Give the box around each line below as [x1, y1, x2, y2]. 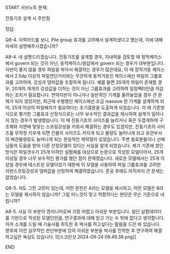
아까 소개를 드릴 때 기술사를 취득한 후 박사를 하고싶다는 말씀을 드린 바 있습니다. [5, 221, 161, 227]
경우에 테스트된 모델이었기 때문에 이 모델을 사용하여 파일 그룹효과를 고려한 [14, 162, 161, 167]
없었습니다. [5, 174, 27, 180]
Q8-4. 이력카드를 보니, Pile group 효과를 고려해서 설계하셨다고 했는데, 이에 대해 [5, 37, 163, 43]
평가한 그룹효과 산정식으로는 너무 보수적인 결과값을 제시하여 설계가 [18, 111, 151, 117]
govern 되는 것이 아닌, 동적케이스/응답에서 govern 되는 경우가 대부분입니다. [14, 60, 165, 66]
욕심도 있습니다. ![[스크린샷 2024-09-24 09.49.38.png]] [22, 234, 137, 240]
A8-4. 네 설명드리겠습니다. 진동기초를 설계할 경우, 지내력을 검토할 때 [5, 54, 141, 60]
